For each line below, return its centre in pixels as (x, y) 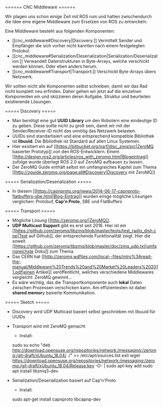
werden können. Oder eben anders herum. (55, 66)
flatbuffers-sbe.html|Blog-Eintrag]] (47, 196)
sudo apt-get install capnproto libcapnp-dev (56, 399)
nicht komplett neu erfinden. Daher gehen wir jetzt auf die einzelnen (73, 91)
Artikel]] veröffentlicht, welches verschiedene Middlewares (95, 272)
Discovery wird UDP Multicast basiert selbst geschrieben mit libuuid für (84, 312)
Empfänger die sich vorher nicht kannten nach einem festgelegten (78, 46)
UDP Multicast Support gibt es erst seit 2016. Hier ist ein (69, 225)
